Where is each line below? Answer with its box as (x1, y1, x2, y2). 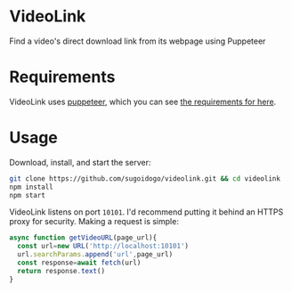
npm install (9, 182, 53, 191)
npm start (9, 191, 46, 199)
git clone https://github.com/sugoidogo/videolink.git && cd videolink (9, 174, 280, 183)
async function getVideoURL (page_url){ (9, 233, 158, 242)
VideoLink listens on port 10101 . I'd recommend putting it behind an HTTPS (9, 207, 284, 217)
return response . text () (17, 266, 105, 275)
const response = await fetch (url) (17, 258, 142, 268)
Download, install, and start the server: (9, 157, 151, 167)
